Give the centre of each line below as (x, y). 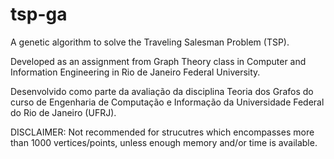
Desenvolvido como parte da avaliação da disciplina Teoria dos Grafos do (162, 91)
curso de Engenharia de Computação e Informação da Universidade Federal (167, 102)
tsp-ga (39, 14)
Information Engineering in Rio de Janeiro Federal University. (135, 72)
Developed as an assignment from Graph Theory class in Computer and (158, 61)
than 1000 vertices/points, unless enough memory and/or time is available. (164, 142)
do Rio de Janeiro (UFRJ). (63, 112)
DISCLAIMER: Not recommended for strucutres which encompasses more (162, 132)
